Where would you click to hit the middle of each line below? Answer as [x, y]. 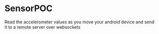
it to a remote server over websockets [43, 27]
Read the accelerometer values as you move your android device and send [79, 22]
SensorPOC [29, 8]
